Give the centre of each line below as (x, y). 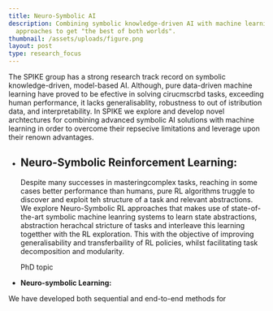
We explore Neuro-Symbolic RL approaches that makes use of (125, 208)
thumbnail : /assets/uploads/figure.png (76, 39)
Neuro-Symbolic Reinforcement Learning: (129, 163)
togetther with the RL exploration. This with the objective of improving (137, 234)
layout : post (30, 46)
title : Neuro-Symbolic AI (52, 16)
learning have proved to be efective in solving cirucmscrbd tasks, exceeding (136, 94)
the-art (32, 217)
